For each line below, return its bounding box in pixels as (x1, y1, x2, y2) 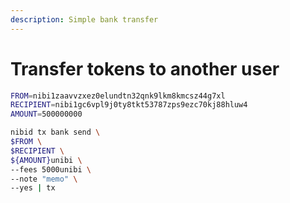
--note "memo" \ (10, 174, 78, 184)
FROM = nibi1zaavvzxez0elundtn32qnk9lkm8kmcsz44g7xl (10, 91, 226, 101)
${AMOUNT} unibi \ (10, 155, 83, 165)
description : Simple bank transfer (10, 14, 159, 25)
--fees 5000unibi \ (10, 164, 92, 175)
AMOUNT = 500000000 (10, 109, 83, 120)
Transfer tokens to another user (10, 57, 280, 80)
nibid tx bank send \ (10, 127, 101, 138)
